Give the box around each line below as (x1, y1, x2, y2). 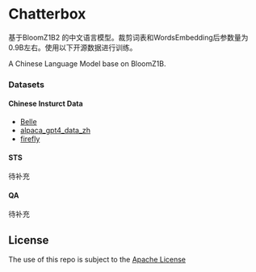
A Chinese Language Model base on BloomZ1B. (8, 58, 166, 69)
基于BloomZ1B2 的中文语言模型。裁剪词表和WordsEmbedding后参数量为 (8, 32, 249, 42)
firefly (19, 134, 40, 144)
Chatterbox (8, 5, 86, 23)
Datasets (8, 78, 44, 90)
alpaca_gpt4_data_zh (19, 126, 91, 136)
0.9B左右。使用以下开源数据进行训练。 (8, 42, 137, 52)
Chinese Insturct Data (8, 98, 83, 109)
